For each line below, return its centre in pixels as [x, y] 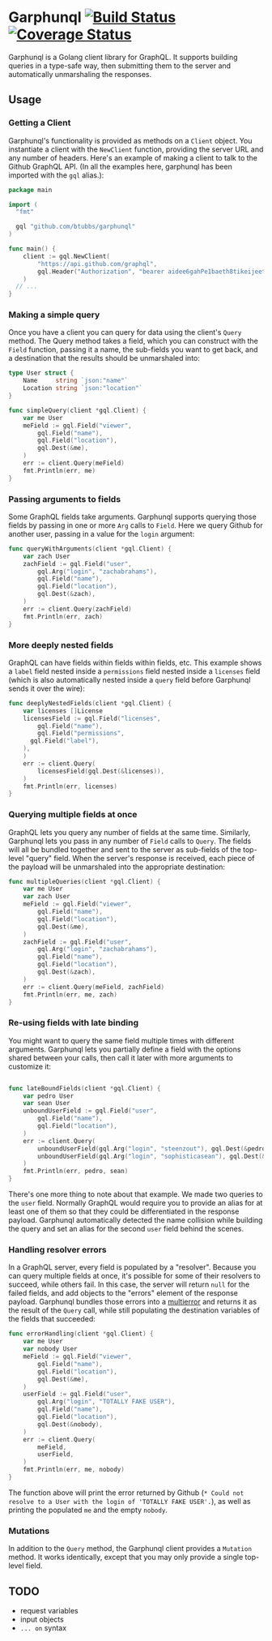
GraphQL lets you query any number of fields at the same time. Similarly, [130, 832]
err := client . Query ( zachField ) [77, 609]
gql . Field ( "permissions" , [81, 734]
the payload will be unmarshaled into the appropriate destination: [117, 867]
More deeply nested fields [61, 645]
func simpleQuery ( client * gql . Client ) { [78, 410]
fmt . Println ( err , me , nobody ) [74, 1470]
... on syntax [43, 1628]
